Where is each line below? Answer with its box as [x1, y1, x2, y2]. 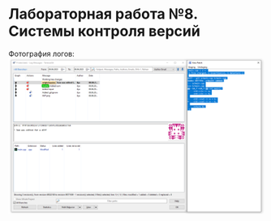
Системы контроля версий [8, 22, 200, 40]
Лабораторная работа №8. [8, 5, 198, 23]
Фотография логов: [8, 49, 75, 58]
